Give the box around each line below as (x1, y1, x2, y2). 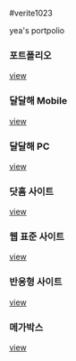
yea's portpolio (9, 25, 65, 35)
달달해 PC (9, 140, 50, 153)
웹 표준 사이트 (9, 230, 65, 243)
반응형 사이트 (9, 275, 63, 288)
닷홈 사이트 (9, 185, 55, 198)
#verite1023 (9, 8, 54, 18)
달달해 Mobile (9, 95, 68, 107)
